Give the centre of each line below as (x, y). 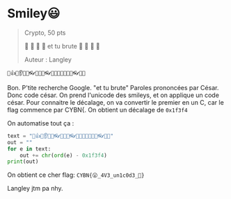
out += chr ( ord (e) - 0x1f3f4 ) (64, 155)
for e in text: (29, 149)
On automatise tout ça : (41, 123)
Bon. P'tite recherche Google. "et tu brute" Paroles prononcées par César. (113, 87)
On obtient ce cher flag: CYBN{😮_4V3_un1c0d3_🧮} (76, 175)
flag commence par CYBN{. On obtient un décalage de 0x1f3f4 (97, 110)
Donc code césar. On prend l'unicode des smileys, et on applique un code (113, 95)
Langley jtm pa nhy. (35, 189)
